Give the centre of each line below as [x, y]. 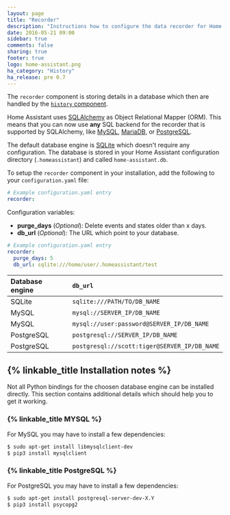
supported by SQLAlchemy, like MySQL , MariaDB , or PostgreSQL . [100, 132]
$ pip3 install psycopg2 [42, 505]
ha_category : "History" [41, 71]
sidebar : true [27, 39]
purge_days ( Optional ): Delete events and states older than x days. [112, 226]
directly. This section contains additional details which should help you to [110, 394]
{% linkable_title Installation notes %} [89, 371]
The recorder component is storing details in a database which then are [108, 97]
